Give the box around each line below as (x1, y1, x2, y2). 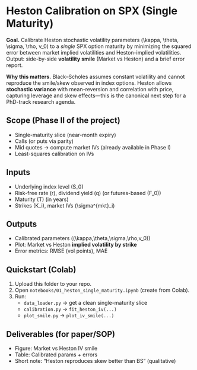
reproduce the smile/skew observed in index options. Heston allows (6, 79, 172, 87)
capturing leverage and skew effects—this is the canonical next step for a (6, 92, 186, 99)
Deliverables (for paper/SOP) (6, 329, 116, 339)
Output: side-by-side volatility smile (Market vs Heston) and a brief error (6, 55, 185, 62)
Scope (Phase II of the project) (6, 116, 120, 126)
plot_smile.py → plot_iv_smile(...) (23, 312, 115, 319)
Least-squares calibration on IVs (14, 150, 94, 157)
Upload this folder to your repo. (14, 280, 92, 288)
